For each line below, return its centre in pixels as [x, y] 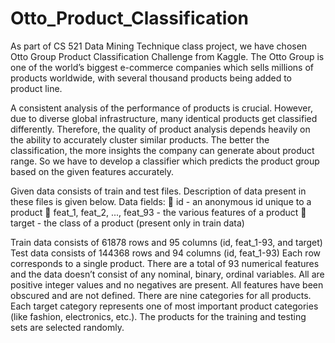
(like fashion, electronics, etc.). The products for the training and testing [158, 316]
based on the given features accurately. [92, 171]
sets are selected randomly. [67, 327]
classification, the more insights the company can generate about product [162, 150]
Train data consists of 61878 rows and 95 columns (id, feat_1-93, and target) [166, 242]
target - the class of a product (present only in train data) [127, 223]
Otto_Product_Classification [129, 18]
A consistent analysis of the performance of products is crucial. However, [161, 108]
